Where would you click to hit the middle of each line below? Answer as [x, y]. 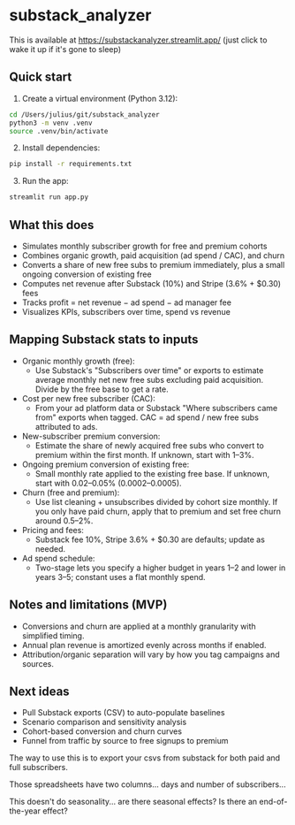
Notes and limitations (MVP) [88, 605]
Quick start [41, 77]
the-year [25, 811]
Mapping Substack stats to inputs [104, 340]
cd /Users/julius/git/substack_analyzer [85, 115]
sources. [38, 663]
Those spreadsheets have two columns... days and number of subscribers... [147, 784]
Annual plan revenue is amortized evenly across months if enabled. [144, 645]
